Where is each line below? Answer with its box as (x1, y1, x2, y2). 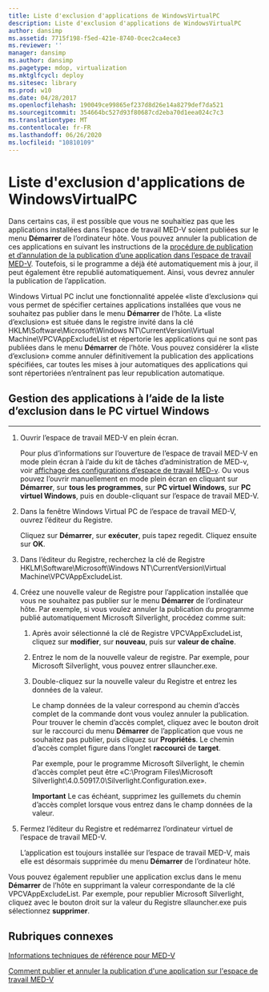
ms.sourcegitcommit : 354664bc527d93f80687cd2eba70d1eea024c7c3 (8, 109, 224, 117)
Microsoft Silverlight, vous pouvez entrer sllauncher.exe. (31, 661, 218, 670)
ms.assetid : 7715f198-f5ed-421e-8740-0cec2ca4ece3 (8, 34, 181, 43)
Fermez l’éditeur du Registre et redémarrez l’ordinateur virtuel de (19, 824, 234, 834)
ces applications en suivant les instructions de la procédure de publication (8, 242, 254, 252)
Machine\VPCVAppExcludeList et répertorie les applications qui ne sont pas (8, 334, 258, 344)
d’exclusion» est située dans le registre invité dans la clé (8, 318, 194, 327)
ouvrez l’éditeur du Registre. (19, 515, 114, 525)
